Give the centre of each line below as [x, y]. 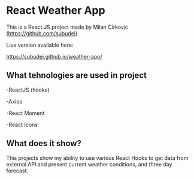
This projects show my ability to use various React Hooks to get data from [97, 158]
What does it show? [44, 143]
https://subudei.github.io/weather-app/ [54, 56]
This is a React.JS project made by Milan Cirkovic [67, 27]
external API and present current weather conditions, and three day [89, 164]
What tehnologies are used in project [76, 75]
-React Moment [25, 113]
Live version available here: [40, 45]
